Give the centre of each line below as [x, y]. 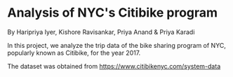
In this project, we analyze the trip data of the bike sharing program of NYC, [116, 45]
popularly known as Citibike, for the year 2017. [74, 53]
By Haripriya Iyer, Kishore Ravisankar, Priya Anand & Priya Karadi [101, 32]
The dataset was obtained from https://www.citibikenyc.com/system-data [114, 66]
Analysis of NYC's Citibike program [113, 13]
